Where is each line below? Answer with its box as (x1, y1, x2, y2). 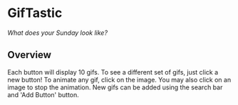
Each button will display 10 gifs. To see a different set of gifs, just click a (7, 67, 219, 76)
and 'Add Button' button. (7, 90, 80, 99)
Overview (7, 49, 52, 61)
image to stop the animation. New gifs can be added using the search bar (7, 83, 223, 92)
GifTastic (7, 5, 63, 21)
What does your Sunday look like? (7, 28, 108, 37)
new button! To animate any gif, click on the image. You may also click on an (7, 75, 232, 84)
